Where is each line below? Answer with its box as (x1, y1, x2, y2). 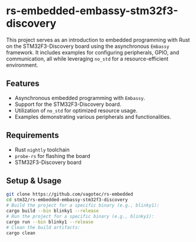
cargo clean (6, 230, 35, 236)
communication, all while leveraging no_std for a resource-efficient (6, 55, 169, 62)
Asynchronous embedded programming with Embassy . (14, 94, 146, 101)
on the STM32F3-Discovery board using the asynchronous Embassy (6, 43, 169, 50)
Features (6, 79, 40, 89)
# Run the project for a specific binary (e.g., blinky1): (6, 213, 155, 220)
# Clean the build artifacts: (6, 224, 81, 230)
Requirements (6, 130, 59, 140)
